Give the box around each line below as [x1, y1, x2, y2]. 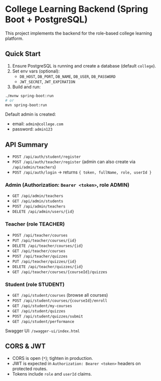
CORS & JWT [5, 342, 46, 350]
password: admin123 [12, 126, 53, 132]
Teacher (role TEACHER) [5, 221, 65, 228]
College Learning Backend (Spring [5, 3, 149, 15]
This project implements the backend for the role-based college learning [5, 30, 153, 36]
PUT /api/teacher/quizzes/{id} [12, 259, 77, 264]
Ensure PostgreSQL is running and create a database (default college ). [12, 63, 157, 69]
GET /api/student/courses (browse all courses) [12, 292, 108, 298]
